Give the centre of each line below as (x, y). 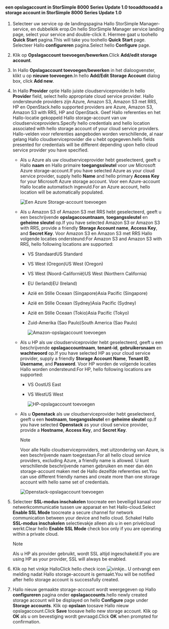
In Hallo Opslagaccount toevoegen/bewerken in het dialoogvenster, (84, 70)
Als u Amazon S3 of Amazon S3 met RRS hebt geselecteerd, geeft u (91, 212)
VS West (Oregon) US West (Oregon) (65, 264)
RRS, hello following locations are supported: (67, 244)
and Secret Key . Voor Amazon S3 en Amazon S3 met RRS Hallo (86, 234)
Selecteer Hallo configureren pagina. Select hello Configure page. (81, 45)
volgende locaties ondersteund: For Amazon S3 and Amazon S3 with (91, 239)
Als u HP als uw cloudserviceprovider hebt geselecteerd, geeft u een (92, 343)
